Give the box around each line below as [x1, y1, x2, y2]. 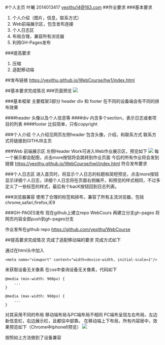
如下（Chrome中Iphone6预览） [18, 324, 81, 330]
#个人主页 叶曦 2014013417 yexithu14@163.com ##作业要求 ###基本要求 [5, 4, 153, 10]
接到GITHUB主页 [18, 138, 52, 143]
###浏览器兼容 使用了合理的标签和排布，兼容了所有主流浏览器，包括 [5, 194, 144, 200]
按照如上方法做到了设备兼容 [5, 335, 62, 340]
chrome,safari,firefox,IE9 [5, 200, 56, 205]
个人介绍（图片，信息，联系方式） [12, 15, 82, 21]
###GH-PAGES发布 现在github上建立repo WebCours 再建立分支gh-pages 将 [5, 210, 160, 216]
